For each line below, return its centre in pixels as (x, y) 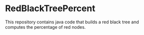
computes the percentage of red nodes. (45, 27)
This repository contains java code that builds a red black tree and (72, 22)
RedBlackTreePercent (50, 9)
